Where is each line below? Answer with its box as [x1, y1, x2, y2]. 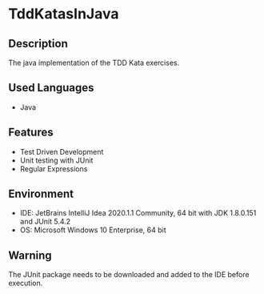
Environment [8, 187, 74, 201]
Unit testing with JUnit [19, 155, 94, 165]
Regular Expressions [19, 163, 88, 173]
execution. [8, 278, 43, 288]
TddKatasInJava [8, 5, 119, 23]
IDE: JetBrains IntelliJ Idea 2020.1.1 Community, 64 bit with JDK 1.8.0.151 [19, 208, 257, 218]
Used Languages [8, 81, 94, 95]
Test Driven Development [19, 147, 104, 156]
